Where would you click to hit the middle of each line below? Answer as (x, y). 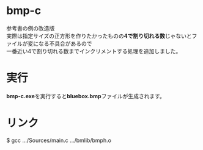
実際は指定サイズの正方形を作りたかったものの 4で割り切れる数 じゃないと (99, 36)
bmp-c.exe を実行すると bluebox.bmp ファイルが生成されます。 (86, 96)
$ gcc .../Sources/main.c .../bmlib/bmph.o (59, 140)
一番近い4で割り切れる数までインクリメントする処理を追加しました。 (94, 51)
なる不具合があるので (65, 43)
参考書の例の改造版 (31, 28)
